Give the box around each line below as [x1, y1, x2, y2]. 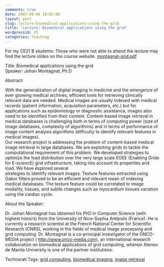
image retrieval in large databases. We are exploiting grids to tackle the [5, 144, 148, 150]
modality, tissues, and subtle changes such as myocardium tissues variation [5, 186, 159, 192]
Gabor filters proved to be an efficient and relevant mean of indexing [5, 175, 143, 182]
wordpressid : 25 [5, 30, 38, 35]
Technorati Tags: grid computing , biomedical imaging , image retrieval [5, 256, 145, 262]
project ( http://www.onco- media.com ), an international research [20, 236, 151, 242]
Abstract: [5, 77, 23, 83]
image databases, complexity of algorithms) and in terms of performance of [5, 123, 158, 129]
